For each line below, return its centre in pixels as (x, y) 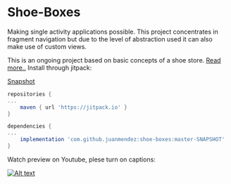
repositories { (30, 94)
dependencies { (30, 126)
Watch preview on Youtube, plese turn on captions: (82, 159)
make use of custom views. (47, 46)
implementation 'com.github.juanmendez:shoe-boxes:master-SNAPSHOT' (123, 140)
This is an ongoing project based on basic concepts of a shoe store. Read (114, 60)
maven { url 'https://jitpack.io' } (74, 107)
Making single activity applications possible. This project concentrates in (113, 32)
